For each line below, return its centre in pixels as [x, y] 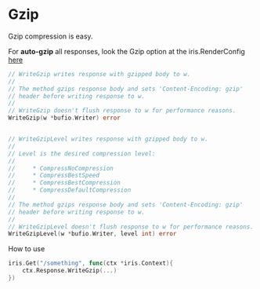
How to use [27, 249]
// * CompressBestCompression [65, 183]
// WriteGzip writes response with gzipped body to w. [99, 74]
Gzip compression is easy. [51, 36]
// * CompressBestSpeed [54, 176]
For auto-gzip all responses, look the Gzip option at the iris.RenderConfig [126, 51]
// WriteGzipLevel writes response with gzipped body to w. [108, 139]
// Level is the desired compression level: [82, 154]
